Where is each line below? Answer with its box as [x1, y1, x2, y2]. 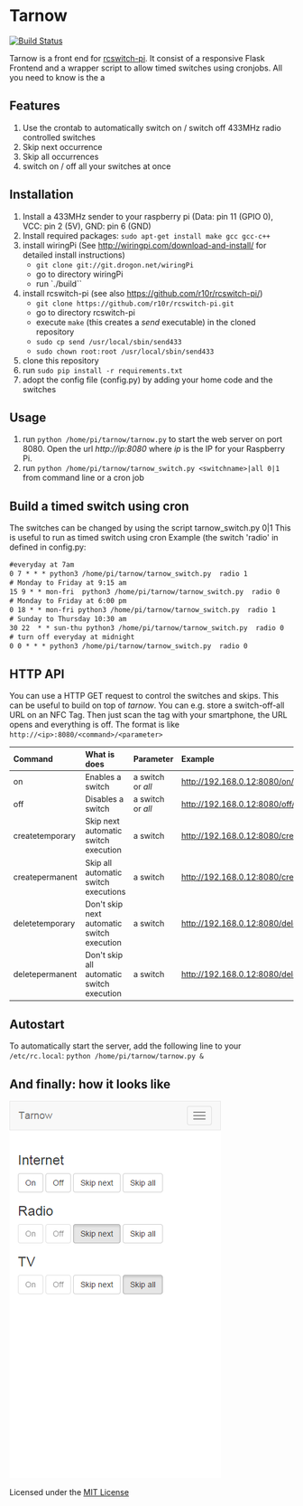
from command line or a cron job [22, 472, 144, 484]
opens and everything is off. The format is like [9, 720, 180, 729]
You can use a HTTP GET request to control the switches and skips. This [9, 691, 280, 701]
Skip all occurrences [22, 151, 99, 162]
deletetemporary [13, 918, 76, 928]
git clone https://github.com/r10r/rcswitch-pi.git [35, 299, 234, 308]
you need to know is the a [9, 71, 106, 82]
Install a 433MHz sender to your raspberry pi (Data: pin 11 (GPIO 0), [22, 211, 273, 221]
